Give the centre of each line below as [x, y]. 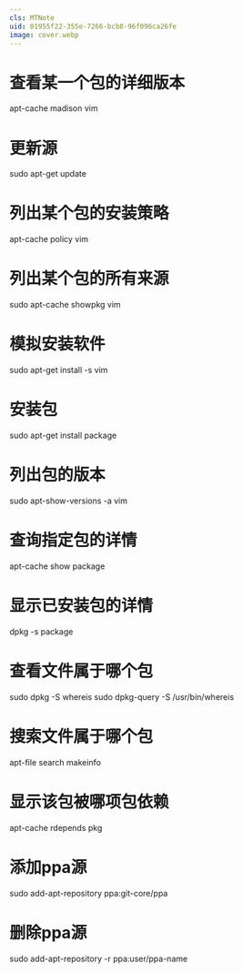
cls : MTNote [32, 18]
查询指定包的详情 [74, 540]
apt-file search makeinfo [56, 762]
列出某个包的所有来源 [90, 279]
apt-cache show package [57, 566]
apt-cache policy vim [49, 239]
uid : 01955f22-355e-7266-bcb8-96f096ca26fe [93, 26]
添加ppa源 [48, 867]
